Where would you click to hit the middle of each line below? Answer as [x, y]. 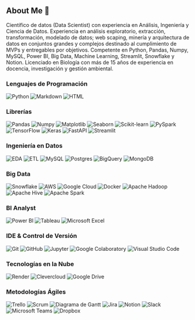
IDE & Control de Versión [42, 236]
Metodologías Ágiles [36, 292]
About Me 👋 [28, 11]
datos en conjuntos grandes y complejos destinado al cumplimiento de [91, 43]
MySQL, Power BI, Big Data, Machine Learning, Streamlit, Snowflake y [90, 56]
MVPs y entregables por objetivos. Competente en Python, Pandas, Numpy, [97, 50]
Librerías [19, 112]
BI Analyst [21, 207]
